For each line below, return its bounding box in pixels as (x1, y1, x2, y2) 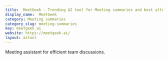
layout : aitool (5, 35, 37, 40)
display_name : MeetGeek (5, 12, 57, 17)
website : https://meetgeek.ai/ (5, 30, 70, 35)
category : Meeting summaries (5, 16, 66, 21)
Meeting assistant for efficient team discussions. (5, 48, 105, 55)
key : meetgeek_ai (5, 26, 41, 31)
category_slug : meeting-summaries (5, 21, 77, 26)
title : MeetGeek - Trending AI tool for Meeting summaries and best (5, 7, 153, 12)
